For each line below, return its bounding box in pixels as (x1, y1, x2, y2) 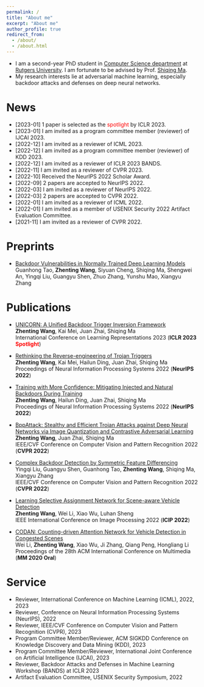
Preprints (6, 239, 55, 253)
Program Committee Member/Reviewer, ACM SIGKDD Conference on (15, 634, 189, 642)
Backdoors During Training (15, 390, 83, 397)
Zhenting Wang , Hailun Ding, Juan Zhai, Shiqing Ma (15, 396, 146, 404)
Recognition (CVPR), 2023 (15, 628, 82, 635)
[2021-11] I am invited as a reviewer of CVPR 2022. (15, 218, 142, 225)
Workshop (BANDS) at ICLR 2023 (15, 667, 99, 674)
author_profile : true (6, 26, 62, 32)
